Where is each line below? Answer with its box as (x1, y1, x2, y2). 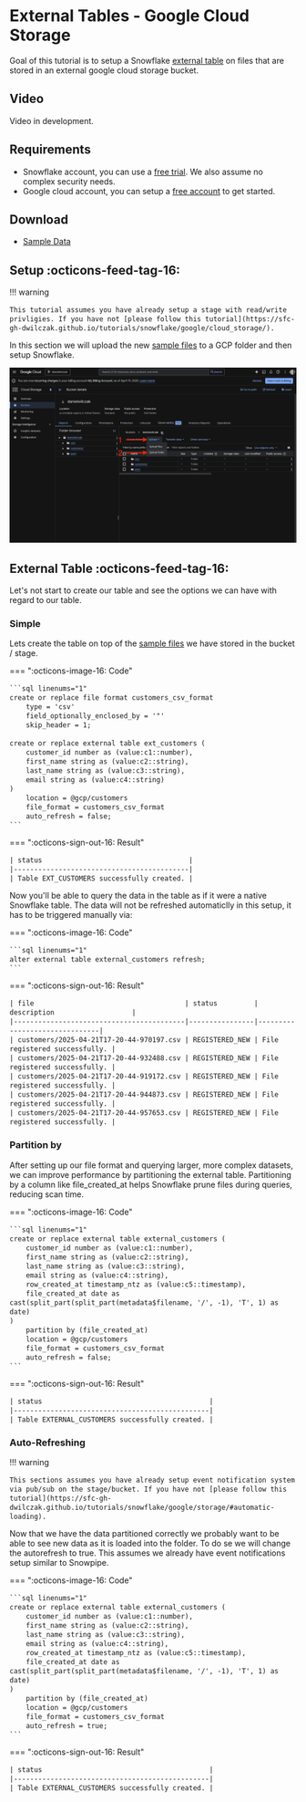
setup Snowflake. (9, 349, 75, 360)
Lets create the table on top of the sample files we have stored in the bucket (9, 638, 295, 649)
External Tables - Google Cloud (9, 5, 250, 26)
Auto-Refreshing (9, 1436, 87, 1449)
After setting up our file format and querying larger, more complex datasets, (9, 1160, 293, 1171)
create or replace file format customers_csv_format (9, 693, 214, 703)
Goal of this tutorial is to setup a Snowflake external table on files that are (9, 55, 285, 66)
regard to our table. (9, 595, 82, 606)
